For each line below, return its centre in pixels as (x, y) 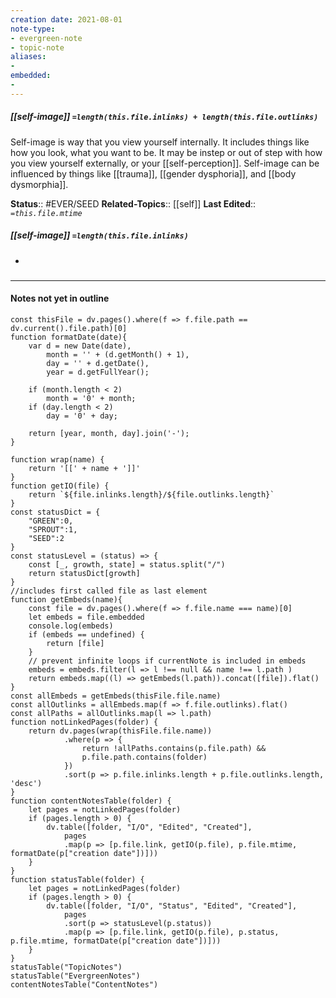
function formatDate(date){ (69, 337)
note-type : (33, 29)
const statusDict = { (55, 512)
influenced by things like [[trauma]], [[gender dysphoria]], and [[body (153, 173)
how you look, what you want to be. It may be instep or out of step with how (166, 152)
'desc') (26, 783)
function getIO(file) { (60, 486)
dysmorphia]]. (39, 184)
